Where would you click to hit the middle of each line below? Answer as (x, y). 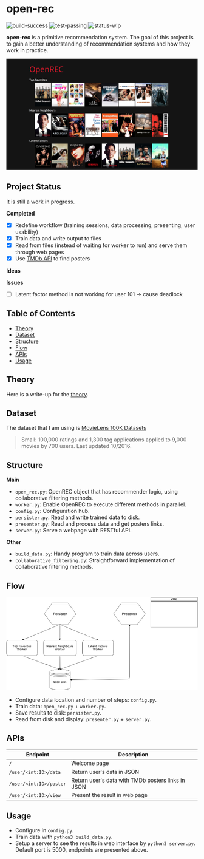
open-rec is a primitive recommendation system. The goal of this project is (100, 37)
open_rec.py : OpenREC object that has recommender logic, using (96, 492)
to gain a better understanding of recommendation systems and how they (98, 44)
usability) (26, 232)
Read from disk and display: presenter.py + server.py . (83, 719)
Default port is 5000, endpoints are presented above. (81, 850)
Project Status (34, 187)
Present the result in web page (109, 795)
